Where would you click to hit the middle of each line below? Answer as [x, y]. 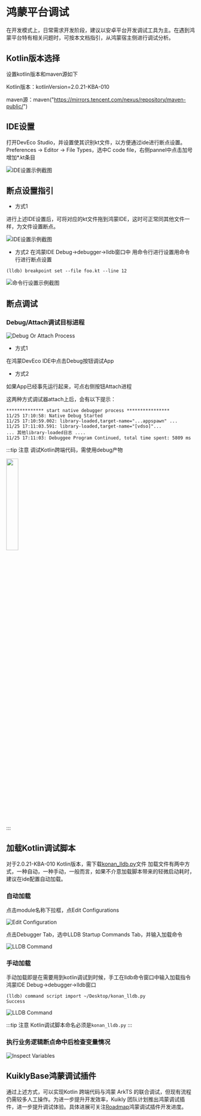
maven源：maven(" [30, 99]
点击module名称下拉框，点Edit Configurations [63, 910]
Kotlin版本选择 [33, 59]
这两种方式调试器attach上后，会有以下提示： [61, 399]
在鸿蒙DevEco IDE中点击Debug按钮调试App [60, 361]
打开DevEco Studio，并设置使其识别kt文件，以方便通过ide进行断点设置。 [96, 142]
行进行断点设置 [33, 259]
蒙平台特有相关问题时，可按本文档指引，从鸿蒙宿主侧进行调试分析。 [90, 37]
